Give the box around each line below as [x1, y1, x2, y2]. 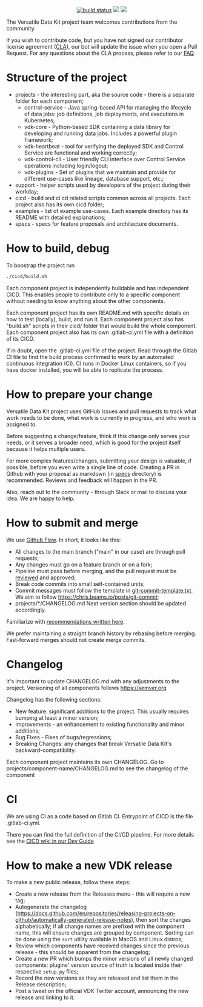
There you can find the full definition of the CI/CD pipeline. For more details [6, 831, 195, 838]
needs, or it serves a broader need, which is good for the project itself [6, 439, 181, 446]
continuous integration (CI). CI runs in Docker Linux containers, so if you [6, 360, 187, 367]
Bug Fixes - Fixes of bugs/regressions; [15, 733, 112, 740]
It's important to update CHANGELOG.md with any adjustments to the [6, 677, 180, 685]
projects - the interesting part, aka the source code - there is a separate [15, 91, 195, 98]
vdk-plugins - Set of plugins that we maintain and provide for [24, 168, 176, 176]
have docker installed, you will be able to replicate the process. [6, 366, 164, 374]
